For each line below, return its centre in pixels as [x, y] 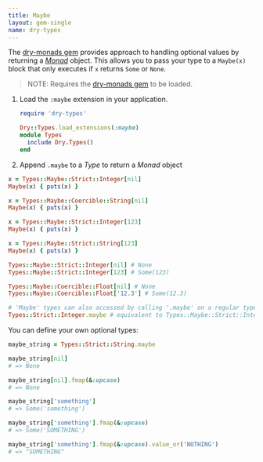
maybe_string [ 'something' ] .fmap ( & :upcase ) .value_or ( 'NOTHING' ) [113, 444]
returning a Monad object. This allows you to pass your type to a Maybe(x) [127, 60]
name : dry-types [34, 30]
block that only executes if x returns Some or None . [87, 69]
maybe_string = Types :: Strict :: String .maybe [82, 344]
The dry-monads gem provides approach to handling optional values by [124, 53]
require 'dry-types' [53, 114]
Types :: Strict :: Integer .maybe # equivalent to [85, 315]
